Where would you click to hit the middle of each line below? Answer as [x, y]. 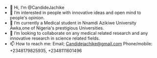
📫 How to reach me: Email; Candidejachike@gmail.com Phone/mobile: [81, 44]
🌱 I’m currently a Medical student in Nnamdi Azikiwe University [73, 23]
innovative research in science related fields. [55, 38]
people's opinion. [27, 18]
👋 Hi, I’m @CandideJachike [37, 7]
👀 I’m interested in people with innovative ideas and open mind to [75, 13]
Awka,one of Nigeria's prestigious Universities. [57, 28]
